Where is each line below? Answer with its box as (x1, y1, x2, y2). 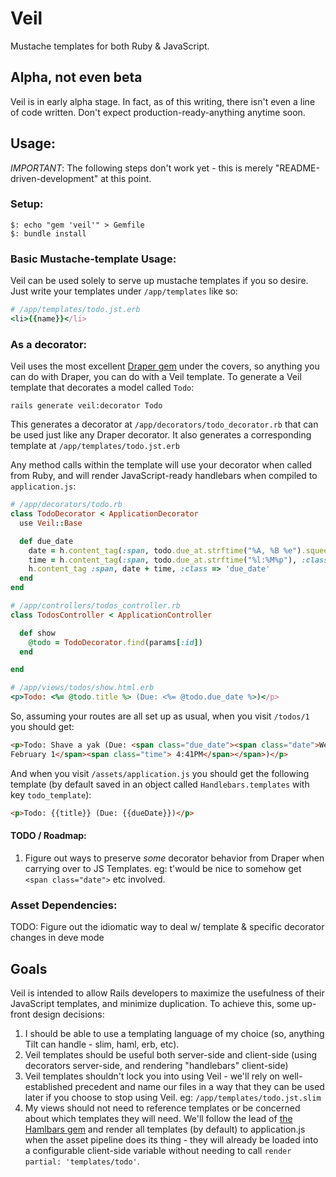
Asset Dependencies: (10, 898, 118, 912)
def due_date (19, 536, 74, 546)
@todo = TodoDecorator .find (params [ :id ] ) (28, 637, 203, 647)
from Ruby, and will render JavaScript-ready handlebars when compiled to (10, 470, 318, 482)
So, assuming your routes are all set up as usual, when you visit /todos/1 (10, 710, 310, 722)
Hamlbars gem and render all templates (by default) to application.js (24, 1123, 306, 1136)
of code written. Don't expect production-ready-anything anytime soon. (10, 106, 306, 118)
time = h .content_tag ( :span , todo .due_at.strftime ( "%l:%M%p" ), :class (28, 555, 329, 565)
